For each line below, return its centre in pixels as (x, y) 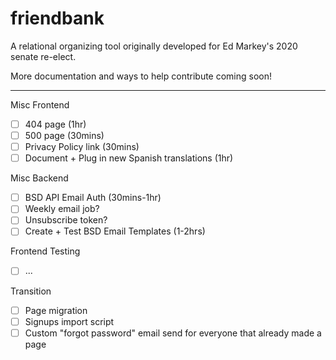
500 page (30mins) (64, 135)
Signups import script (69, 321)
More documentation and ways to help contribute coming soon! (141, 76)
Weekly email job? (62, 209)
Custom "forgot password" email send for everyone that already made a (173, 333)
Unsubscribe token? (66, 220)
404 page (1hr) (55, 124)
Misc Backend (39, 178)
